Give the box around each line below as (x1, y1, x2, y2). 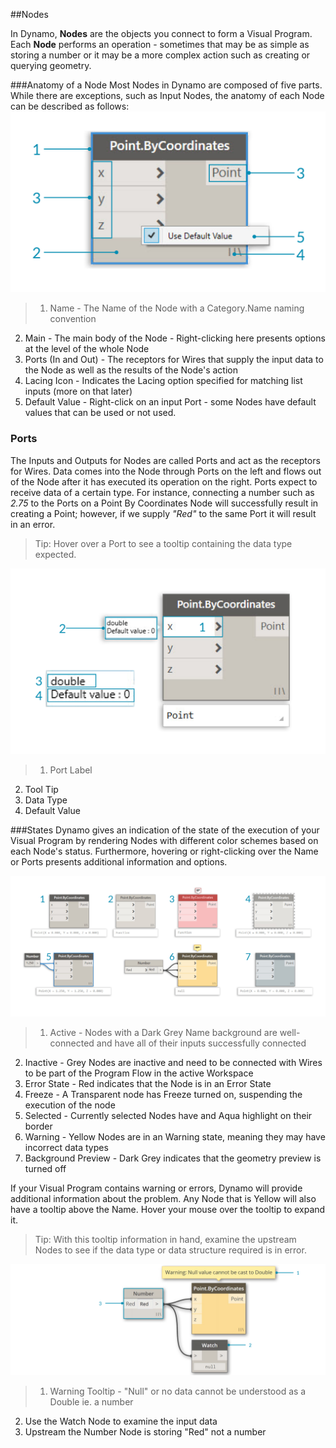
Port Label (49, 764, 93, 776)
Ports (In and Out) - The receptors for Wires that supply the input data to (24, 354, 324, 366)
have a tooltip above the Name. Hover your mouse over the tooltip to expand (10, 1204, 326, 1216)
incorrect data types (24, 1142, 109, 1154)
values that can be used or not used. (24, 407, 177, 419)
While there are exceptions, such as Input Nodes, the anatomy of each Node (10, 90, 325, 101)
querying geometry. (10, 60, 92, 71)
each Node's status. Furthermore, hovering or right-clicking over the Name (10, 845, 319, 858)
